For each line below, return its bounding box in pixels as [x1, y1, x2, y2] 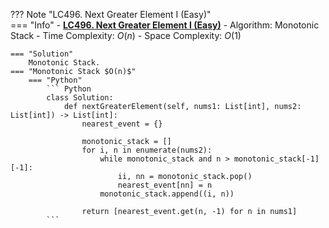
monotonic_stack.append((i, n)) [99, 189, 235, 199]
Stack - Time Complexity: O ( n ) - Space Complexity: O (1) [10, 30, 242, 41]
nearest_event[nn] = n [117, 180, 213, 190]
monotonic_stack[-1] [233, 154, 320, 164]
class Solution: [46, 93, 114, 103]
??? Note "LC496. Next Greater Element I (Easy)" [10, 9, 212, 20]
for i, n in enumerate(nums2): [81, 145, 213, 155]
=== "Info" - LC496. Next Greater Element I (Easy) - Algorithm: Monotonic [10, 19, 320, 31]
